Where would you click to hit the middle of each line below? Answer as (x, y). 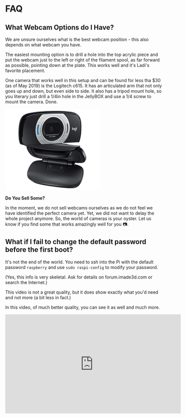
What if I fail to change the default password (76, 242)
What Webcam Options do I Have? (60, 27)
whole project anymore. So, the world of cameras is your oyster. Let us (78, 219)
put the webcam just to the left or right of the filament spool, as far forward (82, 60)
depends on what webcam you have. (43, 45)
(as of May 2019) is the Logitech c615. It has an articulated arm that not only (83, 86)
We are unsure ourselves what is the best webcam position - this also (77, 39)
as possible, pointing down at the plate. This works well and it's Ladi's (77, 65)
